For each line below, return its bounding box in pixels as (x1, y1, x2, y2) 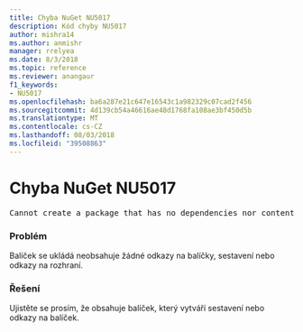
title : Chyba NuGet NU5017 (9, 13, 111, 23)
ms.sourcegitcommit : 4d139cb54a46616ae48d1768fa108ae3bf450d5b (9, 106, 252, 115)
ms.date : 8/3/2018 (9, 55, 78, 64)
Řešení (9, 281, 41, 294)
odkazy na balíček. (9, 312, 79, 323)
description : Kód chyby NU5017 (9, 22, 127, 31)
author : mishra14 (9, 30, 75, 39)
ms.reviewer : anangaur (9, 72, 95, 81)
